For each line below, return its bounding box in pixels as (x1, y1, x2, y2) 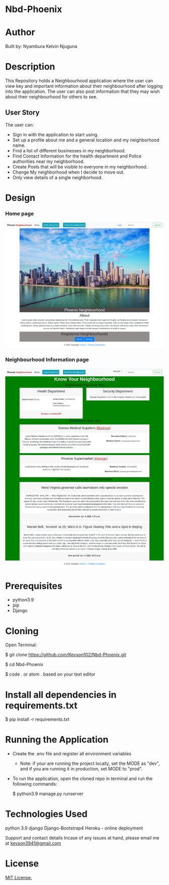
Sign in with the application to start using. (12, 131, 99, 137)
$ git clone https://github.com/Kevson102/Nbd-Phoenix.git (5, 652, 127, 658)
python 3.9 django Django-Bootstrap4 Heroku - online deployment (5, 825, 143, 831)
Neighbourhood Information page (5, 356, 89, 363)
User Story (5, 108, 40, 117)
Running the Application (5, 734, 109, 745)
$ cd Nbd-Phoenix (5, 661, 44, 668)
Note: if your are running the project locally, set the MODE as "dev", (20, 760, 160, 766)
